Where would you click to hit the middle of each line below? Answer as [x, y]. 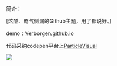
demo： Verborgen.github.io [40, 33]
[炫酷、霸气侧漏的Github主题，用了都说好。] [59, 21]
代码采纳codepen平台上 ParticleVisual [52, 46]
